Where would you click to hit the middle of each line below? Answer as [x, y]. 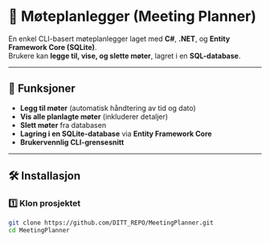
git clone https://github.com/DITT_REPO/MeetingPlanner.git [111, 223]
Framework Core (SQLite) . [53, 47]
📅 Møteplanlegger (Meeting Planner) [133, 16]
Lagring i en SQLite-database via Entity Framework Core [116, 133]
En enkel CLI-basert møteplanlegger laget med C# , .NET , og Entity [119, 39]
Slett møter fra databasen [63, 125]
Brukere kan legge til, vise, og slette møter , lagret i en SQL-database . [125, 55]
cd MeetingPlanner [39, 231]
